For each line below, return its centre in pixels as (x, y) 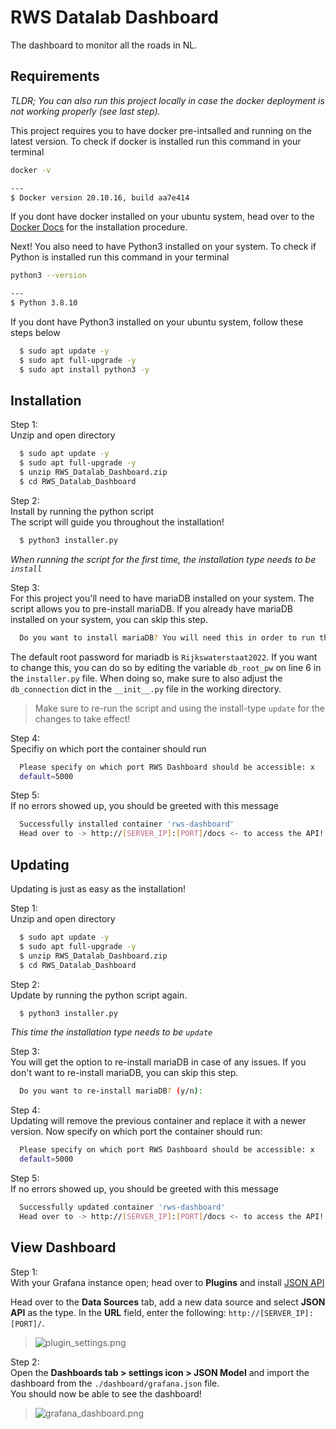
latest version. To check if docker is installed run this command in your (156, 141)
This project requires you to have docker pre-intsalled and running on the (161, 130)
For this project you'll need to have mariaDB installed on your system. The (162, 598)
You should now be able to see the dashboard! (106, 1393)
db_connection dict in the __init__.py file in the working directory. (146, 688)
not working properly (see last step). (85, 111)
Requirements (55, 76)
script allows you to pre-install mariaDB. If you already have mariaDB (151, 608)
